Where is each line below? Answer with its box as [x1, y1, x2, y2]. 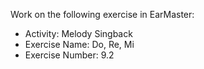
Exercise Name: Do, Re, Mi [24, 39, 135, 50]
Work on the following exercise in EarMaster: [10, 9, 195, 20]
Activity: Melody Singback [24, 28, 133, 39]
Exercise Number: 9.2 [24, 49, 115, 61]
